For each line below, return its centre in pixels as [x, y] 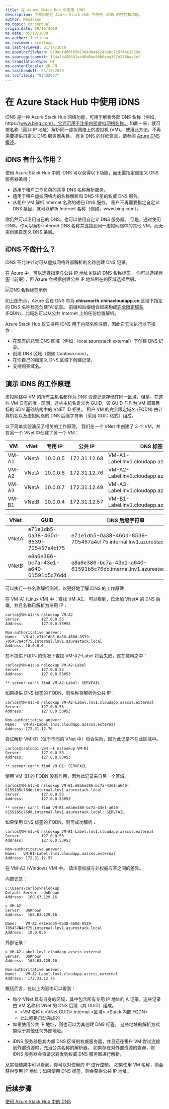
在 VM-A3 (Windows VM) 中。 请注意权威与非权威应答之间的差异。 [74, 868]
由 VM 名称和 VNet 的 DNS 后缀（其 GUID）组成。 [64, 1006]
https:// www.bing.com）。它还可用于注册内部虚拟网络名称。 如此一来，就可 [83, 123]
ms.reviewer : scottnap [29, 43]
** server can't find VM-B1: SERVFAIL [46, 766]
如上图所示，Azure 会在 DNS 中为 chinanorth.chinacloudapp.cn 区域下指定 [84, 301]
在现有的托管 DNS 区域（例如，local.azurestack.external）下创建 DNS [85, 341]
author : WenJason [23, 19]
